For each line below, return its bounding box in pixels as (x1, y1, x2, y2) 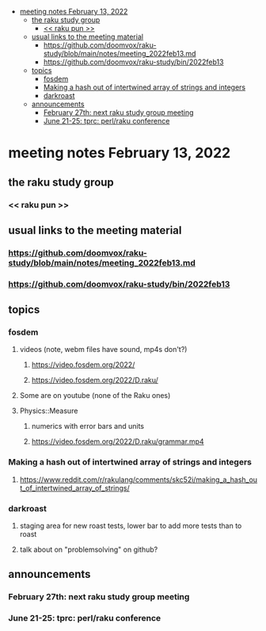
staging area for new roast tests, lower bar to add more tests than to (19, 521, 242, 530)
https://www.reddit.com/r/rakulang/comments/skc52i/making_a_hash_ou (19, 475, 258, 484)
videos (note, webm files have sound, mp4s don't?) (19, 345, 188, 354)
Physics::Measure (19, 406, 78, 415)
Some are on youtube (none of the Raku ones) (19, 391, 171, 400)
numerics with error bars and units (31, 422, 145, 431)
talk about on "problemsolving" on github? (19, 545, 158, 554)
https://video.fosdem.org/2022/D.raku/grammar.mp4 (31, 437, 204, 446)
